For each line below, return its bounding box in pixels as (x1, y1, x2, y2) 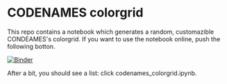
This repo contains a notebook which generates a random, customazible (7, 28, 215, 36)
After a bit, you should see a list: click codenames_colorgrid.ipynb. (7, 69, 197, 77)
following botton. (7, 42, 56, 50)
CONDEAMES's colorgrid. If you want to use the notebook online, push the (7, 34, 221, 43)
